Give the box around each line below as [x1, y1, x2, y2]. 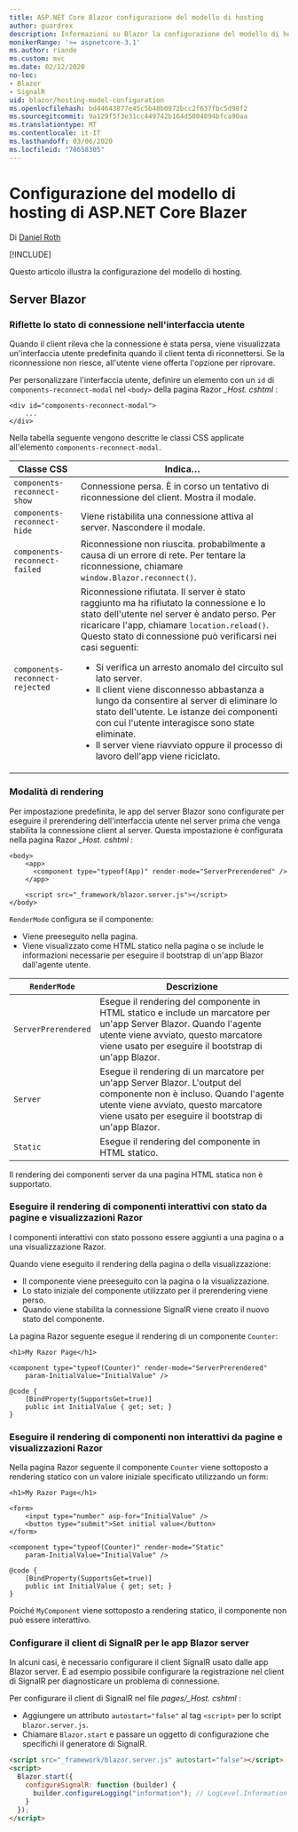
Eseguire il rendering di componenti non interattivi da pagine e [9, 1430, 283, 1443]
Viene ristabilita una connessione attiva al [80, 510, 254, 522]
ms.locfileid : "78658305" [9, 145, 105, 154]
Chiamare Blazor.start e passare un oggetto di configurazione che [21, 1729, 270, 1740]
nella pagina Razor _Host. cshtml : [9, 834, 134, 845]
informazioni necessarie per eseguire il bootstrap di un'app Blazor [21, 950, 263, 960]
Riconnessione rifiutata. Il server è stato [80, 585, 246, 598]
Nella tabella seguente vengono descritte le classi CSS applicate [9, 433, 245, 443]
